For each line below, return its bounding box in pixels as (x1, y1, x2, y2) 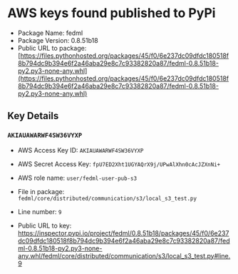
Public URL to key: (17, 221, 72, 230)
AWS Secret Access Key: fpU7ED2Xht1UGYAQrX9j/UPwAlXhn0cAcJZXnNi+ (17, 159, 221, 168)
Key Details (7, 110, 59, 122)
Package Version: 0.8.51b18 (17, 36, 98, 44)
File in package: (17, 187, 65, 196)
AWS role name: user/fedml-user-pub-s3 (17, 173, 138, 182)
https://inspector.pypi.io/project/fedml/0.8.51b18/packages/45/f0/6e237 (17, 228, 229, 237)
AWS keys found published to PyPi (7, 5, 216, 21)
